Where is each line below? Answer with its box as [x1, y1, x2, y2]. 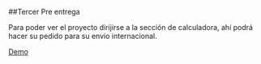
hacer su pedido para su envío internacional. [8, 32, 158, 41]
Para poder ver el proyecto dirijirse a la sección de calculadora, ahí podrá [8, 23, 254, 32]
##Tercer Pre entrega [8, 7, 80, 16]
